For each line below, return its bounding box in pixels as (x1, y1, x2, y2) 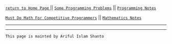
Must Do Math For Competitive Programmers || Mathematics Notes (5, 15, 142, 20)
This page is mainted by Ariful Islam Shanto (5, 34, 104, 39)
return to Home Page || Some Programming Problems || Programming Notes (5, 5, 157, 11)
